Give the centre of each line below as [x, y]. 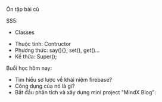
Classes [24, 32]
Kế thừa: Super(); [36, 56]
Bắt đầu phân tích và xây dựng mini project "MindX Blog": [85, 92]
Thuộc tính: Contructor [43, 44]
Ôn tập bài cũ [23, 9]
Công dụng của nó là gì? [45, 86]
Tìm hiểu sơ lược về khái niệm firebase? [63, 80]
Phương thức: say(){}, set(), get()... [57, 50]
